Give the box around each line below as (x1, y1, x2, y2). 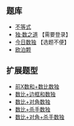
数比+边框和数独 (14, 90, 56, 97)
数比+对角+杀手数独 (14, 113, 65, 121)
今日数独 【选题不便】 (14, 38, 70, 46)
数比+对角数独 (14, 98, 51, 105)
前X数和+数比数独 (14, 83, 60, 90)
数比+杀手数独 (14, 105, 51, 113)
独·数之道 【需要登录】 (14, 30, 71, 38)
